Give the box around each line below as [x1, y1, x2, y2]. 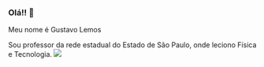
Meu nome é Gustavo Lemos [8, 25, 102, 35]
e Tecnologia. [8, 50, 53, 59]
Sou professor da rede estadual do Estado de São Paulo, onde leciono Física [8, 40, 257, 50]
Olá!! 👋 [8, 7, 35, 18]
